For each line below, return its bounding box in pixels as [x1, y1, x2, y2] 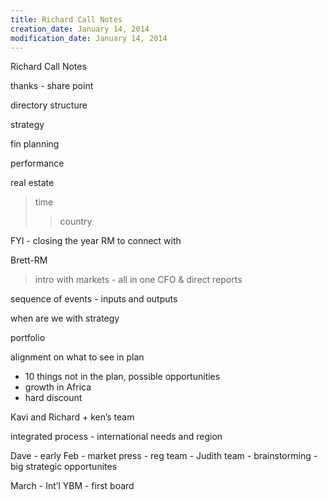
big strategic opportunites [10, 461, 118, 473]
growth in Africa [24, 381, 92, 393]
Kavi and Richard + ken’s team [10, 411, 135, 423]
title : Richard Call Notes [10, 14, 123, 25]
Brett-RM [10, 254, 48, 266]
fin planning [10, 138, 60, 150]
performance [10, 157, 65, 170]
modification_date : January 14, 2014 [10, 33, 168, 43]
